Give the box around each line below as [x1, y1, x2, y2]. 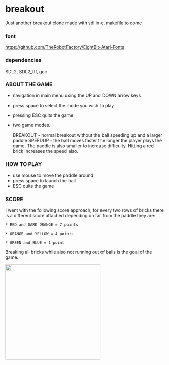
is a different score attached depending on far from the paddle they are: [5, 213, 156, 219]
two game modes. [12, 122, 51, 128]
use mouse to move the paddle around [12, 172, 94, 178]
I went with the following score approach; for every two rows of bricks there [5, 207, 164, 213]
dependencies [5, 57, 42, 64]
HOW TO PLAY [5, 160, 42, 168]
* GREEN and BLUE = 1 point [5, 240, 65, 245]
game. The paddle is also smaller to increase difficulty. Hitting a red [12, 143, 154, 149]
